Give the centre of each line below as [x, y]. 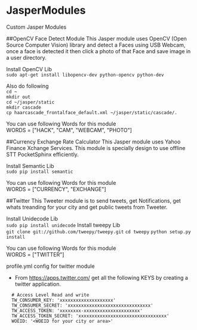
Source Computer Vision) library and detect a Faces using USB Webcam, [96, 45]
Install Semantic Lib [30, 166]
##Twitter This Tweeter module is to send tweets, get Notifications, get [93, 200]
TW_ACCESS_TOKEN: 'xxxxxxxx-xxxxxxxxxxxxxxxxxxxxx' [77, 311]
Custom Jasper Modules [36, 27]
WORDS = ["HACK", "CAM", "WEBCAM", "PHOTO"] [69, 130]
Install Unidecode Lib [32, 218]
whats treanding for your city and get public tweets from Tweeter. [87, 207]
